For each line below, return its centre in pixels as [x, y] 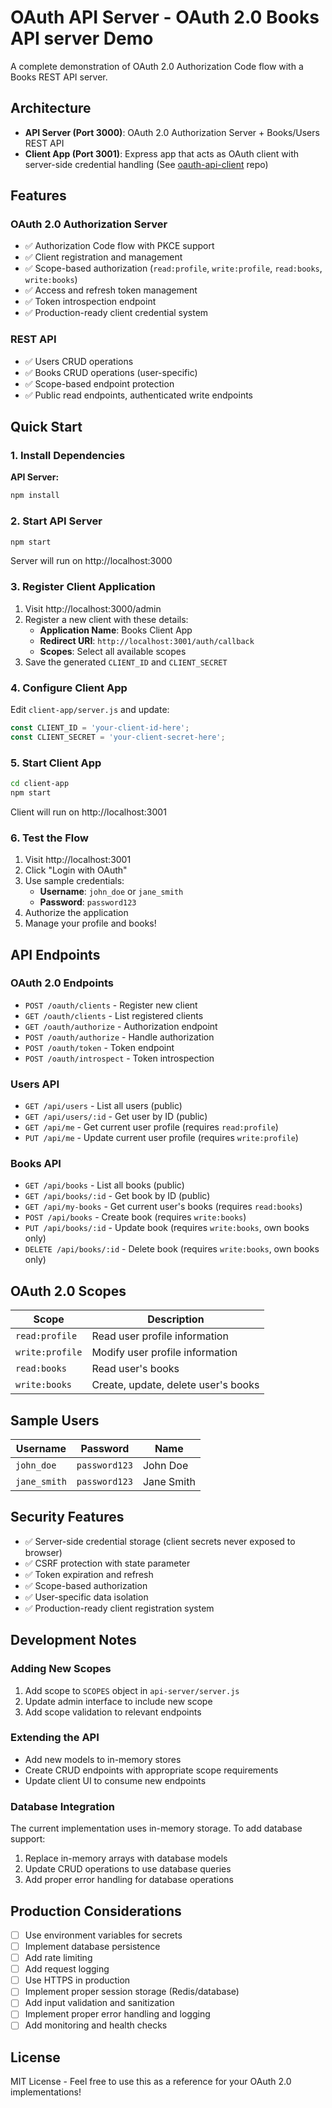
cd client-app [40, 784]
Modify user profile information [164, 1353]
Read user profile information [160, 1336]
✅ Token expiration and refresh [89, 1574]
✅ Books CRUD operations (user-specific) [111, 372]
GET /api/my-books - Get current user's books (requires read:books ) [163, 1207]
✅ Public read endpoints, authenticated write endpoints [139, 395]
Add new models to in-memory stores [103, 1759]
